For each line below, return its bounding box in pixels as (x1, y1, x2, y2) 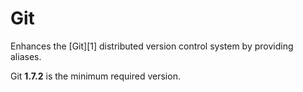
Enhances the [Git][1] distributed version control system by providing (10, 40, 294, 52)
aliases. (10, 50, 42, 62)
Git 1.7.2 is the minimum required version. (10, 70, 181, 82)
